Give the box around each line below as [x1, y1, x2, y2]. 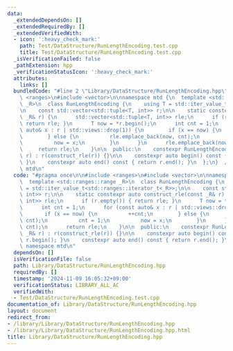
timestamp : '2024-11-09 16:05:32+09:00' [13, 275, 132, 282]
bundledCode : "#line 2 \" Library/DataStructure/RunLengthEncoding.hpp [13, 88, 222, 95]
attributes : [13, 74, 49, 82]
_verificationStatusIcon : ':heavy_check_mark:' [13, 68, 154, 75]
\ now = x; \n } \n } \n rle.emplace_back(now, [19, 140, 231, 147]
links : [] [19, 81, 49, 88]
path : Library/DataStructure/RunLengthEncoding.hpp [13, 262, 166, 269]
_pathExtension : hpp [13, 62, 73, 69]
